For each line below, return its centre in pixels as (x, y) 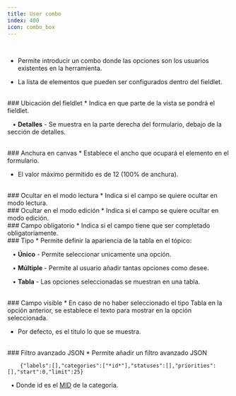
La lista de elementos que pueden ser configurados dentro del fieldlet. (120, 82)
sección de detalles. (36, 132)
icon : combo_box (31, 27)
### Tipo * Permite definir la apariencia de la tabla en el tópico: (100, 240)
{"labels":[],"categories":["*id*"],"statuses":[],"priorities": (118, 366)
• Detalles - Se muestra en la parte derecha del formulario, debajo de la (117, 124)
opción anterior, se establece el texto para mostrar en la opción (100, 310)
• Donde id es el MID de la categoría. (64, 385)
